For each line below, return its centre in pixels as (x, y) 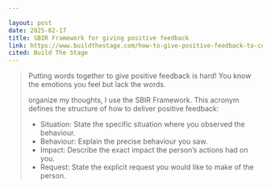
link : (17, 45)
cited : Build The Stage (48, 53)
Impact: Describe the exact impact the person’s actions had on (144, 150)
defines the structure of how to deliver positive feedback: (123, 109)
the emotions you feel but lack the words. (97, 85)
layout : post (30, 23)
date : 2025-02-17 (38, 30)
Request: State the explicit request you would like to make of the (147, 167)
